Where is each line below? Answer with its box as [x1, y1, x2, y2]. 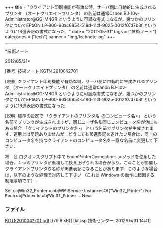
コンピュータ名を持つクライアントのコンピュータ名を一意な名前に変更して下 [5, 137, 158, 143]
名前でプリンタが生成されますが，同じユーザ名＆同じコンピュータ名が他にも [5, 119, 158, 125]
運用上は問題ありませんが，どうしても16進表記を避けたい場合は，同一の [13, 131, 158, 137]
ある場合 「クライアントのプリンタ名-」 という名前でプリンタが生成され [5, 125, 149, 131]
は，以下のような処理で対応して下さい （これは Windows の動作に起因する [5, 172, 155, 178]
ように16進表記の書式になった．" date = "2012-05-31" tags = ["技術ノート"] [5, 29, 157, 34]
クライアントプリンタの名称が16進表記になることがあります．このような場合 [5, 166, 158, 171]
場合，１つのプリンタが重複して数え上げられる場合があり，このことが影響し [5, 160, 158, 165]
